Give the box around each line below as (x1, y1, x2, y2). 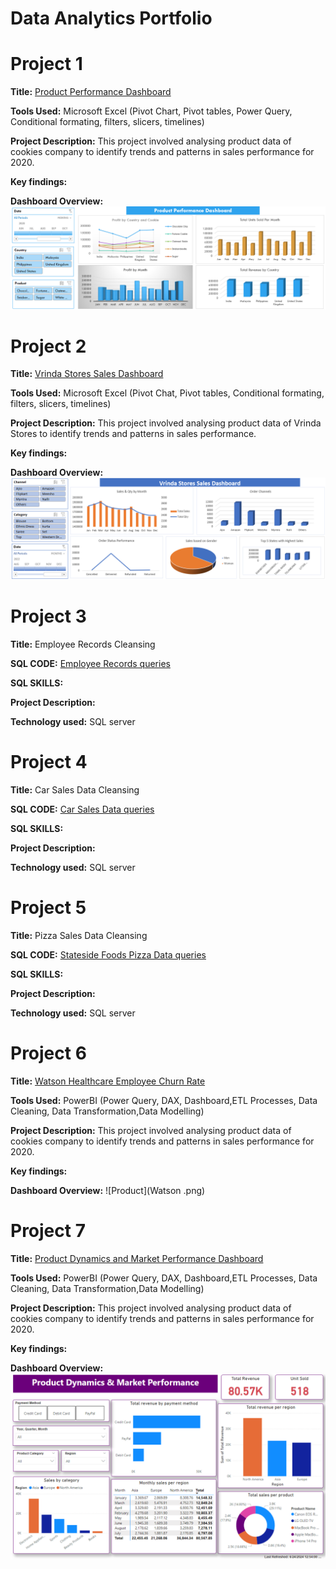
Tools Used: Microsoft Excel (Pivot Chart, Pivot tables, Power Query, (10, 105, 293, 117)
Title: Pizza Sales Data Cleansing (10, 929, 148, 941)
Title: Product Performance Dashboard (10, 86, 172, 98)
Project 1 (10, 53, 83, 76)
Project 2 (10, 335, 87, 357)
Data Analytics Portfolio (10, 7, 213, 30)
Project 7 (10, 1219, 86, 1242)
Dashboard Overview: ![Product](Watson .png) (10, 1184, 206, 1196)
